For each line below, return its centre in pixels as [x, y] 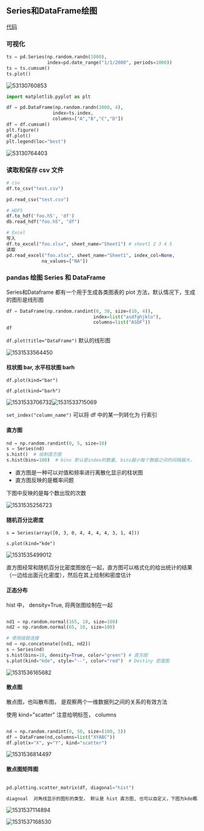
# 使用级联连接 [23, 638]
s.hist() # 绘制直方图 [34, 454]
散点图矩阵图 [22, 769]
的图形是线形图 [25, 299]
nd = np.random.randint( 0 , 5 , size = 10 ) [57, 443]
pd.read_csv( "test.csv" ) [38, 199]
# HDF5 [15, 210]
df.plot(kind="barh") [34, 391]
